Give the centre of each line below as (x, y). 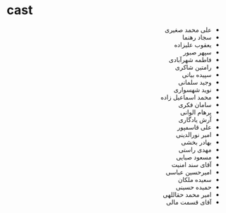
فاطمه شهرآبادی (190, 59)
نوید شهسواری (192, 90)
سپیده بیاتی (197, 74)
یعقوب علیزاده (193, 44)
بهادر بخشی (196, 142)
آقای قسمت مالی (189, 202)
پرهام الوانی (196, 112)
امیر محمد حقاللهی (187, 194)
